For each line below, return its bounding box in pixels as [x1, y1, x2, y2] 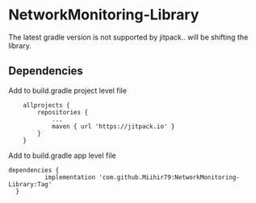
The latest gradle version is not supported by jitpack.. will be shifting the [8, 32, 249, 42]
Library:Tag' [8, 180, 52, 188]
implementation [44, 173, 95, 181]
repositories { [37, 108, 89, 116]
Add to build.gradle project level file [8, 85, 128, 95]
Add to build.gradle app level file [8, 151, 116, 160]
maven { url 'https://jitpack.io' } [51, 122, 175, 130]
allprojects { [23, 101, 70, 110]
